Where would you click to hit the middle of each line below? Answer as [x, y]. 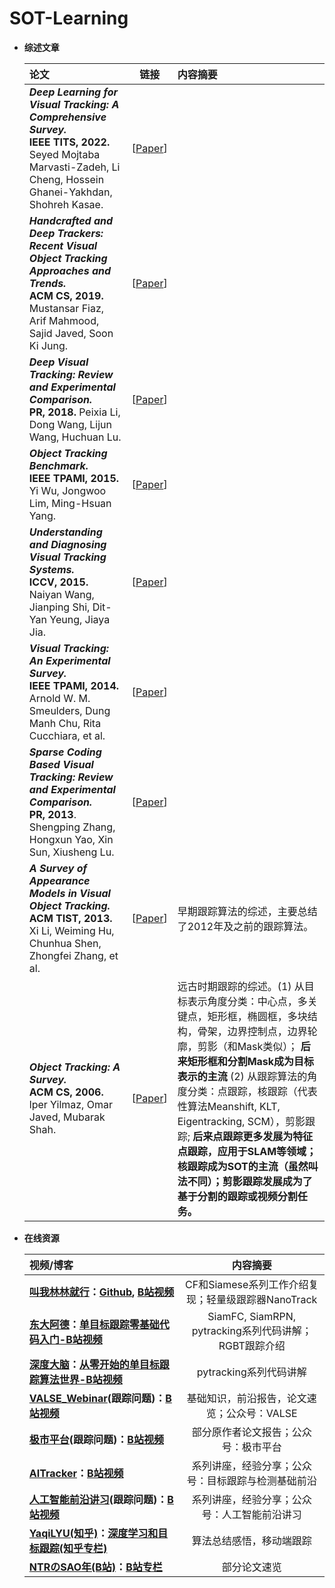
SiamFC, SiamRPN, [252, 1316]
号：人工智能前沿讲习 [251, 1514]
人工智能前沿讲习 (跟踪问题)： [98, 1499]
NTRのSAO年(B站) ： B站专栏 [95, 1567]
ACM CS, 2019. [66, 295]
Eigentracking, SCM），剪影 [241, 1121]
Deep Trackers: [66, 233]
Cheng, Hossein [66, 179]
